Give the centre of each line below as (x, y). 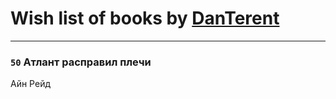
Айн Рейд (31, 84)
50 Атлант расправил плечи (81, 62)
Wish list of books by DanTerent (145, 18)
